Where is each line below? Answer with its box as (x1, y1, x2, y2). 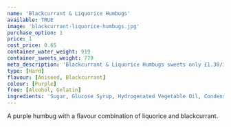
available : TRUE (7, 16, 54, 23)
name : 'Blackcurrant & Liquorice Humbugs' (7, 10, 131, 17)
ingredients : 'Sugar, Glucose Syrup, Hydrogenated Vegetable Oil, (7, 93, 201, 100)
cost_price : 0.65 (7, 42, 57, 49)
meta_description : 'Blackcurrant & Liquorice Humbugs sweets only (7, 61, 201, 68)
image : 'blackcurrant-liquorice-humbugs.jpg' (7, 23, 140, 30)
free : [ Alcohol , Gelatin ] (7, 86, 81, 93)
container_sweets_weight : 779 (7, 55, 94, 62)
